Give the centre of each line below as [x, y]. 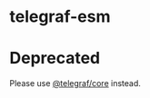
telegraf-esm [60, 17]
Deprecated [55, 59]
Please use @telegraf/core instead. [75, 83]
